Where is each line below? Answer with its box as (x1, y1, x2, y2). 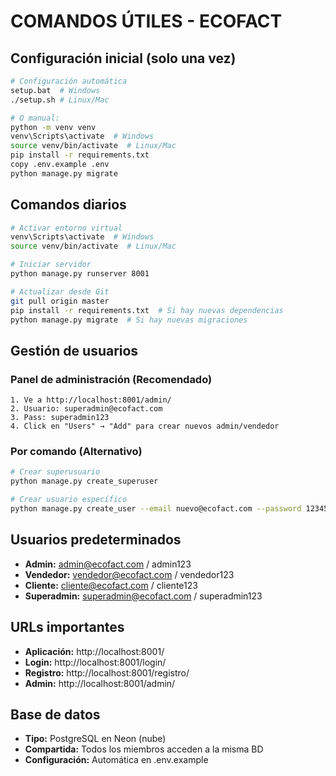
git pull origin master (10, 296, 110, 306)
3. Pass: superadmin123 (10, 413, 110, 423)
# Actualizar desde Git (10, 286, 110, 297)
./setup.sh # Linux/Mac (10, 95, 110, 105)
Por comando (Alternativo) (10, 445, 143, 459)
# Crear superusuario (10, 467, 101, 477)
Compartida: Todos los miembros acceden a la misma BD (24, 743, 264, 755)
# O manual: (10, 113, 60, 123)
